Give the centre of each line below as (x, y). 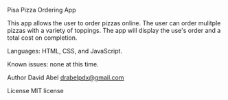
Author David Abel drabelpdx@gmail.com (66, 77)
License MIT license (35, 91)
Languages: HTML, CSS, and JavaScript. (65, 51)
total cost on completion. (42, 38)
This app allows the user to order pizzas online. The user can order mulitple (114, 23)
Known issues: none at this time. (53, 64)
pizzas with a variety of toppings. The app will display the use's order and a (114, 30)
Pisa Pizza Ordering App (42, 10)
